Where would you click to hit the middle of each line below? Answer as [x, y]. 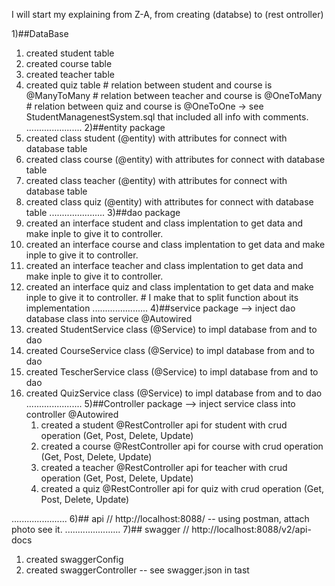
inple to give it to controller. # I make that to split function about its [162, 297]
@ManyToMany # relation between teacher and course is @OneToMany [174, 95]
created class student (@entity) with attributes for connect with [156, 138]
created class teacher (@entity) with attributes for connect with [156, 180]
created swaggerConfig [74, 559]
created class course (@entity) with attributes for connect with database [175, 159]
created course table [69, 63]
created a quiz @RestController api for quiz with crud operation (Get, [182, 488]
